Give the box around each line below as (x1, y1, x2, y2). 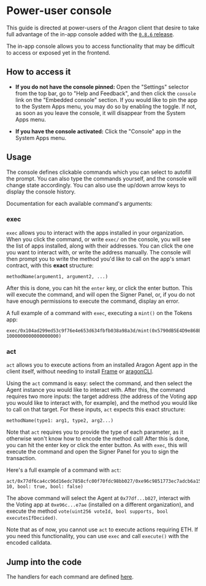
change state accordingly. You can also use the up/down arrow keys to (6, 181, 186, 189)
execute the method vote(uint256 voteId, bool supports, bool (6, 507, 169, 515)
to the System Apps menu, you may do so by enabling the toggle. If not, (15, 103, 197, 110)
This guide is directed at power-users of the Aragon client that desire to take (6, 24, 199, 31)
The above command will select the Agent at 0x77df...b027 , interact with (6, 494, 191, 502)
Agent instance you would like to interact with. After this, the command (6, 386, 186, 394)
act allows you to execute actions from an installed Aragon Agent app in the (6, 361, 198, 369)
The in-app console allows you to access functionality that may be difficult (6, 42, 195, 50)
